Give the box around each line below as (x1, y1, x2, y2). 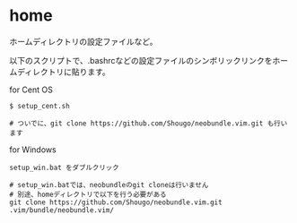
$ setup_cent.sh (9, 101, 70, 110)
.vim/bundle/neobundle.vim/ (9, 205, 115, 215)
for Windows (9, 144, 57, 155)
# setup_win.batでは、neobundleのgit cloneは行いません (9, 180, 209, 189)
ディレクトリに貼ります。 (16, 66, 110, 77)
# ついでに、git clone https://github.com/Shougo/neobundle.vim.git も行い (9, 118, 288, 128)
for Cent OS (9, 84, 54, 95)
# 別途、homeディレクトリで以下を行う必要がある (9, 190, 167, 199)
